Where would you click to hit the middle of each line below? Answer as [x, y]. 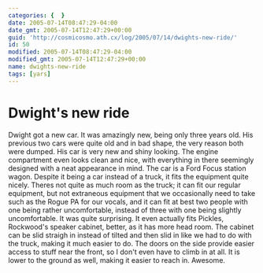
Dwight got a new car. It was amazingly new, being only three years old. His [131, 135]
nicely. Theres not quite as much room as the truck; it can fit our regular [125, 185]
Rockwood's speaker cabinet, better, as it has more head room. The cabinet [131, 227]
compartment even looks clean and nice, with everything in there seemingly [131, 160]
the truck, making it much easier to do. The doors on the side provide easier [131, 243]
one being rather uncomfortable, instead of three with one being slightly [125, 210]
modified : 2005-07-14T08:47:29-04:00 [70, 52]
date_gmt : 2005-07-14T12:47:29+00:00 [70, 30]
